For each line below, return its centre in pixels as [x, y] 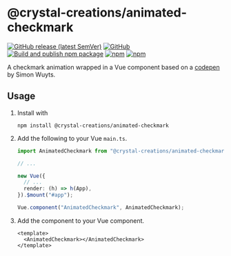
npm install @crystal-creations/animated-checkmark [93, 126]
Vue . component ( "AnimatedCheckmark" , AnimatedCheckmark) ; [101, 208]
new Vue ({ [31, 176]
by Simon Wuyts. [31, 75]
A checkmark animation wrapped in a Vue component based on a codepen [114, 67]
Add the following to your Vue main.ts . [72, 138]
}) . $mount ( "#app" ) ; [45, 195]
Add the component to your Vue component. [81, 220]
